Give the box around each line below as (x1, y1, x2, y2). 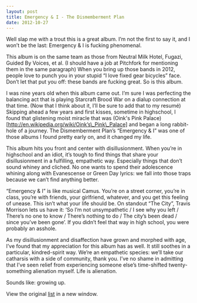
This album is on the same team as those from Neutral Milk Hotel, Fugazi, (6, 54, 183, 61)
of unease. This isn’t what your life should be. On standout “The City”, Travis (6, 200, 191, 207)
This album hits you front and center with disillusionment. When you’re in (6, 145, 182, 152)
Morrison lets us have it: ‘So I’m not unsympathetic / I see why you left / (6, 207, 179, 214)
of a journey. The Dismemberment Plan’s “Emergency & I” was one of (18, 127, 185, 134)
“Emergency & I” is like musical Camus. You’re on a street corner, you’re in (6, 188, 186, 195)
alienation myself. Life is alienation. (33, 268, 117, 275)
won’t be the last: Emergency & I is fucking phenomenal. (6, 42, 142, 49)
